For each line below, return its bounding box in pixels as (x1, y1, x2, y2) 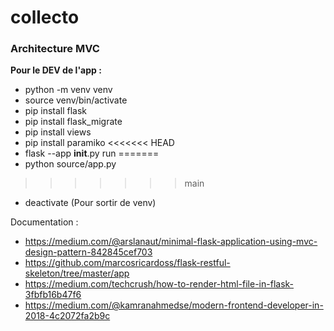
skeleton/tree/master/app (24, 267, 130, 280)
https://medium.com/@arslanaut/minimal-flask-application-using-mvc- (24, 236, 318, 248)
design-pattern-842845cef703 (24, 246, 153, 258)
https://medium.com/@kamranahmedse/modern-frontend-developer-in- (24, 299, 324, 311)
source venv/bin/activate (24, 94, 128, 106)
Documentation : (10, 216, 79, 228)
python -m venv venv (24, 84, 113, 96)
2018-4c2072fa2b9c (24, 310, 111, 322)
